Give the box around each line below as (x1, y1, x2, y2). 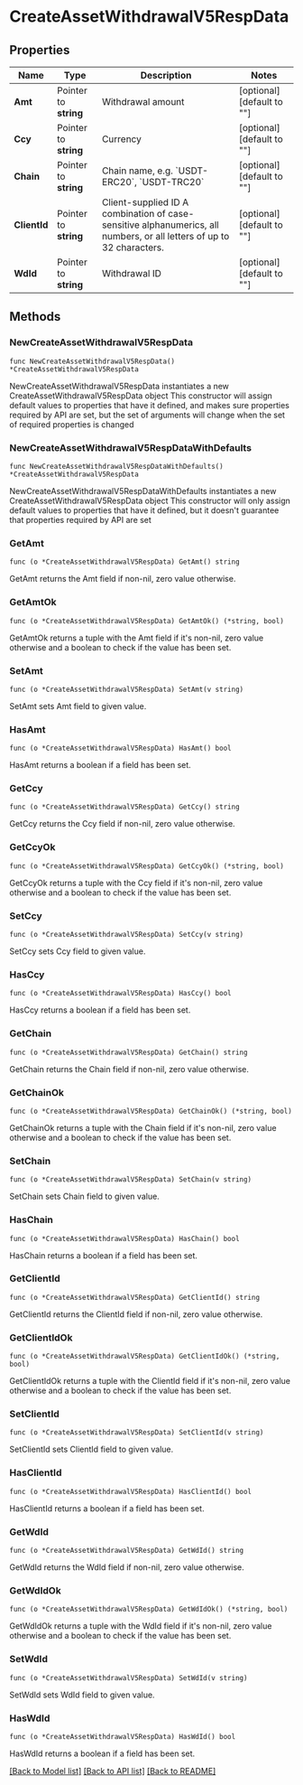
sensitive (102, 219, 140, 231)
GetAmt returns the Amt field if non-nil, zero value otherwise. (9, 574, 236, 584)
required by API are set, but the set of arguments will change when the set (9, 409, 286, 420)
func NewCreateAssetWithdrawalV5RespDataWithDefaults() (9, 462, 224, 471)
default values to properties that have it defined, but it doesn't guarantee (9, 504, 280, 516)
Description (140, 70, 192, 81)
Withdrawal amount (102, 96, 185, 107)
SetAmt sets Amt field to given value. (9, 700, 147, 711)
